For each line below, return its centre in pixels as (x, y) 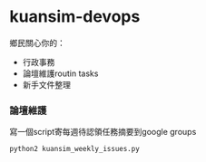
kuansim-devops (75, 17)
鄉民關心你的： (37, 43)
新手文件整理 (46, 84)
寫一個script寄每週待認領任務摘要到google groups (103, 132)
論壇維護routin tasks (60, 73)
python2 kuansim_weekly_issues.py (75, 149)
